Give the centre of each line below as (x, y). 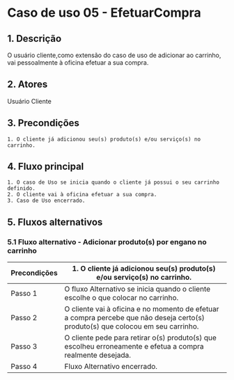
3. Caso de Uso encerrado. (46, 201)
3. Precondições (44, 123)
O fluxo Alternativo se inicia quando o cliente (138, 289)
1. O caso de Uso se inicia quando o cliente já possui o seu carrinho (113, 182)
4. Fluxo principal (46, 167)
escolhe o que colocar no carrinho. (122, 298)
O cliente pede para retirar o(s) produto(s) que (141, 338)
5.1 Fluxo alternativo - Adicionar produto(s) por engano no (107, 242)
